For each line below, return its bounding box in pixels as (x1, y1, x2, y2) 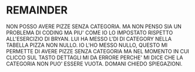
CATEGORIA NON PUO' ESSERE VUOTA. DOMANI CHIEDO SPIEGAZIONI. (6, 60, 183, 67)
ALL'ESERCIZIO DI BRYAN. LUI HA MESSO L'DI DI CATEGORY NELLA (6, 35, 172, 42)
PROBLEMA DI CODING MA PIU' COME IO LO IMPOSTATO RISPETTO (6, 29, 173, 36)
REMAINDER (6, 4, 68, 17)
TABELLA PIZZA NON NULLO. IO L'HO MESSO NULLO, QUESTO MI (6, 42, 168, 49)
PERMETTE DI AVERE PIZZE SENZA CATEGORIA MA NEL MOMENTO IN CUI (6, 47, 190, 54)
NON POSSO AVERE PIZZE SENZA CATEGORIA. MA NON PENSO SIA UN (6, 23, 182, 30)
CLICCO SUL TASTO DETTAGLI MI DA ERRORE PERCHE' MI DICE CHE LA (6, 54, 183, 61)
